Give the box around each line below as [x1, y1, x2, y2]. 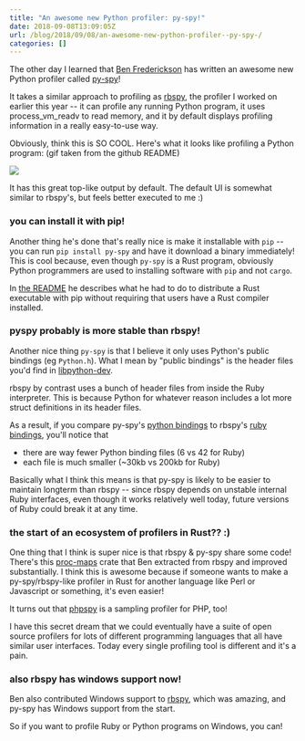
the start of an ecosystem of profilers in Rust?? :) [9, 526, 230, 538]
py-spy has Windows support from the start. [9, 704, 176, 715]
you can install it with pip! [9, 215, 126, 228]
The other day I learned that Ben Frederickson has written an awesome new [9, 64, 294, 75]
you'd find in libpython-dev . [9, 364, 114, 375]
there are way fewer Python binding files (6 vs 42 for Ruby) [22, 446, 246, 457]
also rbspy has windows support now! [9, 673, 182, 685]
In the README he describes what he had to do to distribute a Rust [9, 282, 260, 293]
